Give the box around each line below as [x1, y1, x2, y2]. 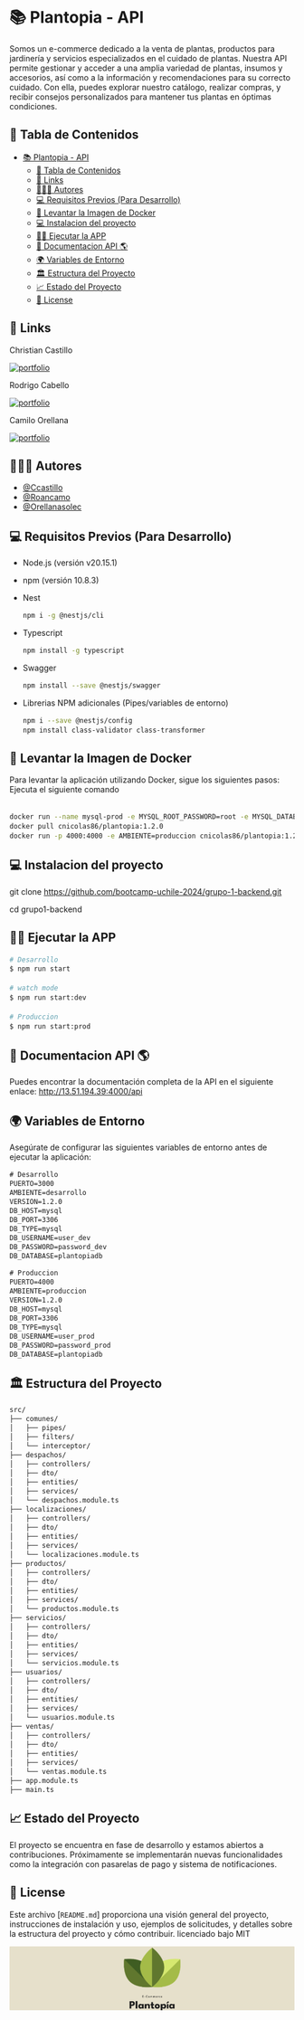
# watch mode [9, 983, 59, 993]
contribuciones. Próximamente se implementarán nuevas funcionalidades [9, 1849, 283, 1860]
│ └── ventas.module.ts [9, 1767, 107, 1776]
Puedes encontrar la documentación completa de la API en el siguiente [9, 1076, 274, 1087]
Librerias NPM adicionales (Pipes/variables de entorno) [22, 697, 229, 708]
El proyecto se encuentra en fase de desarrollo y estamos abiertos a [9, 1839, 264, 1850]
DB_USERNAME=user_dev [9, 1234, 91, 1243]
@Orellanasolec [22, 501, 82, 512]
